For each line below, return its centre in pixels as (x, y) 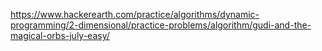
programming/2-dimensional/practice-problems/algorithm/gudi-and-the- (161, 25)
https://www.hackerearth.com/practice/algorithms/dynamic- (135, 14)
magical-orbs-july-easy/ (60, 35)
